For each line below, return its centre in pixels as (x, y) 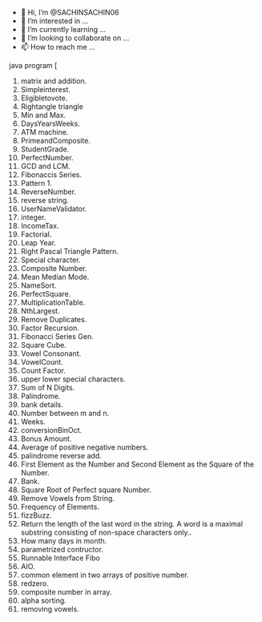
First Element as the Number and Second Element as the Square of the (137, 464)
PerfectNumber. (47, 158)
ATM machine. (44, 132)
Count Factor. (43, 370)
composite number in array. (66, 592)
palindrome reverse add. (61, 456)
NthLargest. (40, 311)
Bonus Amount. (46, 438)
